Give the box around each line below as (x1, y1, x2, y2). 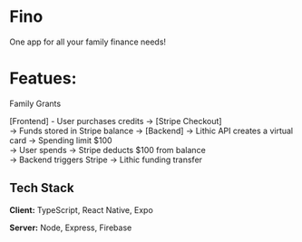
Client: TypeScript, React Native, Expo (9, 204, 154, 215)
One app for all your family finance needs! (9, 36, 166, 47)
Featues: (9, 68, 77, 89)
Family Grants (9, 98, 62, 109)
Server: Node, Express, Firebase (9, 222, 132, 233)
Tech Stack (9, 180, 74, 196)
